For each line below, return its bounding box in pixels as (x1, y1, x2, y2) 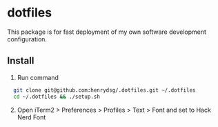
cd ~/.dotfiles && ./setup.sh (13, 93, 100, 100)
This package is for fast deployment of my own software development (7, 28, 207, 36)
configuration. (7, 35, 47, 43)
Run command (17, 73, 59, 81)
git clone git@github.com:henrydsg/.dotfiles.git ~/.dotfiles (13, 86, 196, 94)
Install (7, 55, 34, 67)
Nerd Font (17, 113, 46, 121)
